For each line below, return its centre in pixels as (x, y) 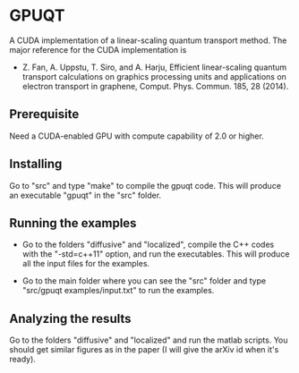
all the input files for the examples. (86, 264)
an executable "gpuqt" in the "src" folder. (85, 195)
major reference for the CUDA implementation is (98, 49)
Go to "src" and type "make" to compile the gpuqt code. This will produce (145, 185)
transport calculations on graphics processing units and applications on (154, 76)
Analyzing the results (70, 318)
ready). (22, 360)
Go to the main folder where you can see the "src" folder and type (144, 281)
